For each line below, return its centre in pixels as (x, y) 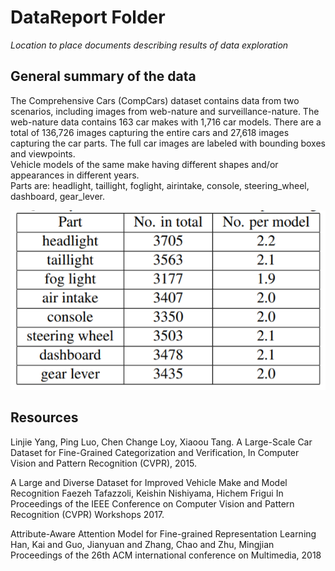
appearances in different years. (75, 175)
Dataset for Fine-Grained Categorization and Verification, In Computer (155, 452)
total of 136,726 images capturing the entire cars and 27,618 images (150, 132)
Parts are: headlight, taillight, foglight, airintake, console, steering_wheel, (160, 185)
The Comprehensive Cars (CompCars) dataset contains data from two (155, 100)
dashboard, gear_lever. (57, 196)
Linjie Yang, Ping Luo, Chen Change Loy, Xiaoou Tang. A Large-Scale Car (161, 442)
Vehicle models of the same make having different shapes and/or (144, 164)
